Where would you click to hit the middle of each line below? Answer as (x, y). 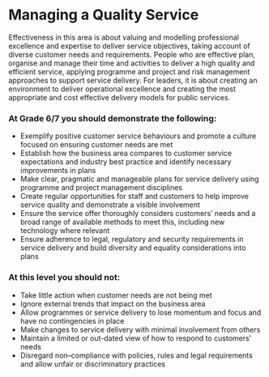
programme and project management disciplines (101, 188)
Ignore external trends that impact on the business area (113, 303)
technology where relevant (65, 231)
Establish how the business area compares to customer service (126, 153)
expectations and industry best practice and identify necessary (126, 162)
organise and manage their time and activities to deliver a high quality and (132, 63)
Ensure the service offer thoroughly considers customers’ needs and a (138, 214)
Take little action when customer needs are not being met (116, 295)
